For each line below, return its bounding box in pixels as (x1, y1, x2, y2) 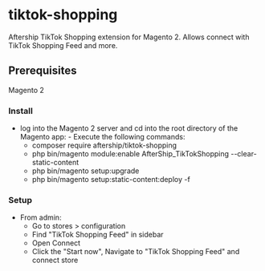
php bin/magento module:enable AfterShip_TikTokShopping (31, 149, 230, 159)
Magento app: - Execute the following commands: (19, 132, 185, 142)
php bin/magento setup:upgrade (31, 166, 140, 176)
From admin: (19, 212, 62, 222)
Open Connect (31, 238, 81, 248)
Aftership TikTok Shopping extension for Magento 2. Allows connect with (8, 32, 250, 42)
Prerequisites (8, 64, 77, 78)
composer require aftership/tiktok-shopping (31, 140, 177, 150)
